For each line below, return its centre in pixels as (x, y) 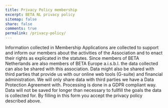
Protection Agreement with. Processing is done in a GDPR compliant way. (81, 85)
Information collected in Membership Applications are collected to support (82, 47)
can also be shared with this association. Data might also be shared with (80, 69)
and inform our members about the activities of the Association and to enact (84, 53)
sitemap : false (21, 19)
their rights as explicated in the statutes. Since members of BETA (72, 58)
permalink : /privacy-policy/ (36, 33)
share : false (19, 24)
